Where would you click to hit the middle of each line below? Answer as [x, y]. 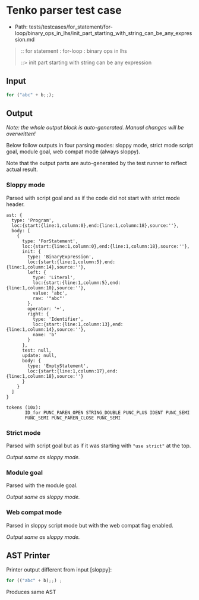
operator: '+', [46, 309]
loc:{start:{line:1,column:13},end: [78, 324]
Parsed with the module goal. [42, 485]
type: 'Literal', [54, 277]
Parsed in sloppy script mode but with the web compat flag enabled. [90, 525]
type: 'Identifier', [58, 319]
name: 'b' [45, 334]
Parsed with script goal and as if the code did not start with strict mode [93, 198]
